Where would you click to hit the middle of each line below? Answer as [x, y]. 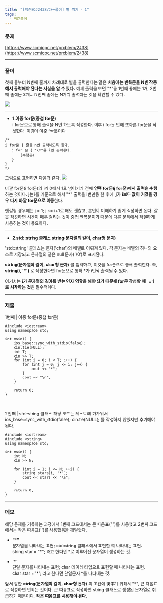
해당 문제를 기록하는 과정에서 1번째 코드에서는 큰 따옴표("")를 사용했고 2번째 [77, 524]
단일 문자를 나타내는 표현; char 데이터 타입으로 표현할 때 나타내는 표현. [79, 567]
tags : [10, 14]
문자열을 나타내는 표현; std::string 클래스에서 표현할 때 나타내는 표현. [77, 546]
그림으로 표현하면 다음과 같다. [33, 178]
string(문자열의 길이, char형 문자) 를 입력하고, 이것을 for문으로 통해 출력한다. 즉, [81, 264]
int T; [20, 352]
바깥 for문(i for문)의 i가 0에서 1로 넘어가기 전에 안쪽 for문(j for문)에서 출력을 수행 [81, 188]
